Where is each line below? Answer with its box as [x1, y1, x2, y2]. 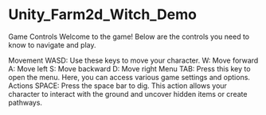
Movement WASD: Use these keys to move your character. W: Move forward [8, 56, 259, 65]
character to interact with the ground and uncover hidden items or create [8, 89, 248, 98]
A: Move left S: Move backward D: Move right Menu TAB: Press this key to [8, 63, 251, 73]
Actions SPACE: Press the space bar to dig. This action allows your [8, 81, 227, 90]
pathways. [8, 98, 42, 107]
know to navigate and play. [8, 40, 96, 49]
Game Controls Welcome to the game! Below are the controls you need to [8, 32, 250, 41]
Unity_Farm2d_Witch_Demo [8, 6, 198, 24]
